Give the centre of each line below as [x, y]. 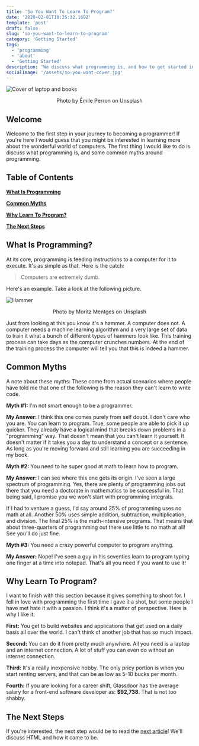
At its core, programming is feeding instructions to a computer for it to [91, 259]
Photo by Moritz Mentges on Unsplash [99, 312]
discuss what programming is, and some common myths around [84, 153]
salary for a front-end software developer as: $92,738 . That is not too [91, 692]
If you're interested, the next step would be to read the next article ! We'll [94, 731]
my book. [17, 455]
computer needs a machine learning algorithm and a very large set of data [97, 329]
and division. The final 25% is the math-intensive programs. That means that [99, 520]
